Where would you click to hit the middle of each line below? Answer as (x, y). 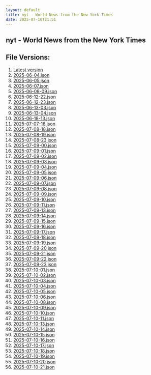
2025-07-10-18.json (34, 351)
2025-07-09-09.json (35, 194)
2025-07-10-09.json (34, 307)
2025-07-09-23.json (35, 264)
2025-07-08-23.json (35, 140)
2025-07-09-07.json (35, 183)
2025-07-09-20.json (35, 248)
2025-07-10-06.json (34, 297)
